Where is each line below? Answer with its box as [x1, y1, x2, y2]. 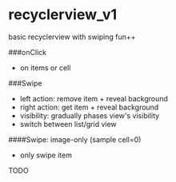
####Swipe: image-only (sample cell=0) [8, 134, 142, 144]
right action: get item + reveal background [19, 102, 159, 112]
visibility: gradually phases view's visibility [19, 110, 160, 121]
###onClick [8, 47, 46, 57]
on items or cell [19, 62, 71, 73]
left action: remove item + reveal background [19, 93, 168, 103]
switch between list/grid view [19, 119, 118, 129]
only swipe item [19, 150, 72, 160]
